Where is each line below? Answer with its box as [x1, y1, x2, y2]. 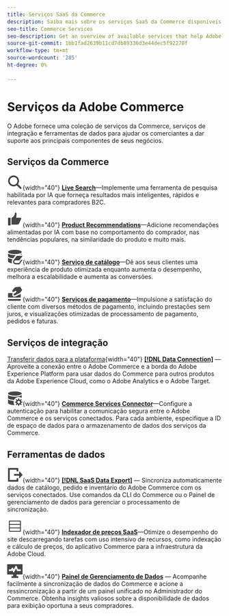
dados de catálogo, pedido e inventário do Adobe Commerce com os [7, 483, 202, 491]
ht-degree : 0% [7, 62, 48, 68]
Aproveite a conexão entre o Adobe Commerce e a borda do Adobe [7, 363, 197, 371]
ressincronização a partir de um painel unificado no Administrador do [7, 587, 203, 595]
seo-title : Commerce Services [7, 25, 94, 32]
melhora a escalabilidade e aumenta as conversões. [7, 272, 154, 281]
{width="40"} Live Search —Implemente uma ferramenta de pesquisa [23, 183, 217, 192]
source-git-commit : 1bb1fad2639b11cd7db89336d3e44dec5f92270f [7, 40, 188, 47]
